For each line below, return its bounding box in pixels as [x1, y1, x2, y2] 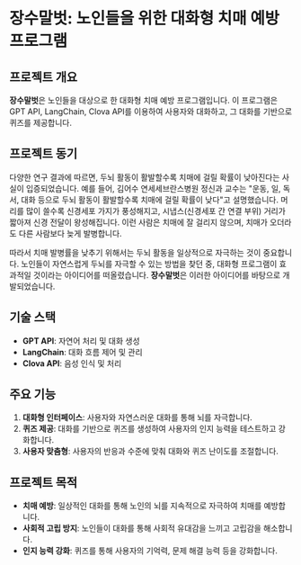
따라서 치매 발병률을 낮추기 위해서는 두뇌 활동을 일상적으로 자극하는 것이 [9, 247, 261, 257]
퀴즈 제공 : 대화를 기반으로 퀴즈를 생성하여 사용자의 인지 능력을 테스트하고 [22, 424, 277, 435]
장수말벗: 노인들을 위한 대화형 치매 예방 [9, 8, 280, 29]
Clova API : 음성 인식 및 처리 [22, 357, 122, 369]
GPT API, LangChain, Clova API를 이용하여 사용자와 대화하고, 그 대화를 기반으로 [9, 106, 293, 117]
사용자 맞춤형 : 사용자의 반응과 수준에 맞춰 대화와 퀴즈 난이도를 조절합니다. [22, 446, 279, 457]
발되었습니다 [9, 281, 54, 291]
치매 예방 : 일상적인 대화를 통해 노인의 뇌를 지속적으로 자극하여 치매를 [22, 500, 262, 511]
